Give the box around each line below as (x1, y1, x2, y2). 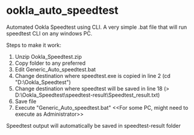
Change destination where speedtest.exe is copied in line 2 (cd (14, 72, 171, 79)
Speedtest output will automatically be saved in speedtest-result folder (6, 122, 181, 129)
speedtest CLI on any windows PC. (6, 29, 93, 37)
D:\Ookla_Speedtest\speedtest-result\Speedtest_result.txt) (14, 91, 160, 98)
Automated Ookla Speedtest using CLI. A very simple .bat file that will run (6, 23, 187, 31)
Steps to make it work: (6, 41, 62, 49)
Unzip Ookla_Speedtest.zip (14, 53, 82, 60)
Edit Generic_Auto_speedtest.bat (14, 65, 96, 73)
